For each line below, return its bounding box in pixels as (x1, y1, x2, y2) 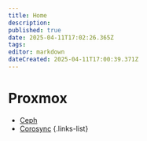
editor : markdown (8, 48, 65, 56)
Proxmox (8, 90, 68, 107)
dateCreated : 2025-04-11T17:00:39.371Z (8, 56, 139, 64)
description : (8, 19, 51, 27)
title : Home (8, 11, 47, 20)
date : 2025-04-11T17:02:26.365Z (8, 33, 114, 42)
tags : (8, 41, 26, 49)
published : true (8, 26, 61, 34)
